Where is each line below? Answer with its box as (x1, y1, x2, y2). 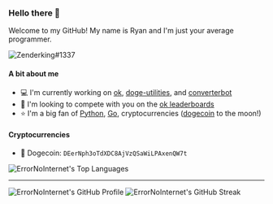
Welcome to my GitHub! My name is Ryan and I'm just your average (8, 26, 234, 36)
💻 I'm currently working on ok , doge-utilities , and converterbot (19, 87, 232, 97)
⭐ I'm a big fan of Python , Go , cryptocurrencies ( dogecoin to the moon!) (19, 108, 262, 118)
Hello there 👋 (8, 7, 61, 19)
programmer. (8, 34, 52, 44)
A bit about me (8, 68, 59, 78)
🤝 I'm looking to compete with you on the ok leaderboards (19, 99, 215, 109)
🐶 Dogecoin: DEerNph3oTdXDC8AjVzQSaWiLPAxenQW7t (19, 148, 188, 158)
